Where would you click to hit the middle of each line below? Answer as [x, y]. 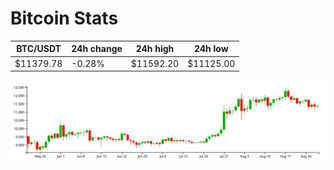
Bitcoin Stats [64, 18]
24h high [155, 49]
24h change [97, 49]
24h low [211, 49]
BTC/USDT [39, 49]
